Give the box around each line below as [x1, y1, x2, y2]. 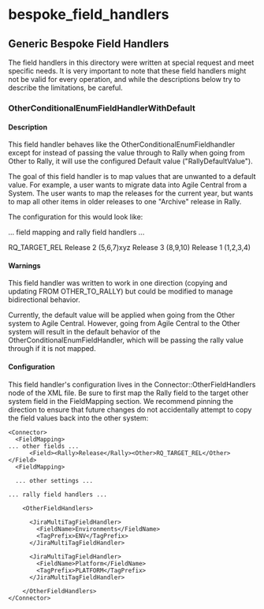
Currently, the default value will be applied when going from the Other [8, 310, 235, 320]
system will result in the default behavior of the [8, 327, 161, 337]
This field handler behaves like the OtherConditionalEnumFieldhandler [8, 140, 235, 149]
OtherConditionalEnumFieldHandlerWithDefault [8, 103, 195, 114]
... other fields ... [8, 442, 80, 450]
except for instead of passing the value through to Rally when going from [8, 148, 246, 158]
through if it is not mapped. [8, 344, 96, 353]
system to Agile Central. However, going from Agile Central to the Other [8, 319, 240, 328]
